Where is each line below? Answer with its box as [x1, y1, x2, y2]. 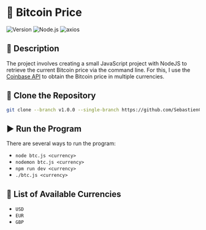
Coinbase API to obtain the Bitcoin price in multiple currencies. [6, 73, 164, 80]
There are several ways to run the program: [6, 140, 116, 147]
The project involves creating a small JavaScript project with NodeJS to [6, 59, 187, 67]
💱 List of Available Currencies [6, 189, 121, 199]
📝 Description [6, 43, 59, 54]
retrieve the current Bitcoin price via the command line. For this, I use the [6, 66, 191, 73]
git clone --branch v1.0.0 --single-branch [6, 106, 120, 113]
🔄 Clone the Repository [6, 91, 96, 101]
